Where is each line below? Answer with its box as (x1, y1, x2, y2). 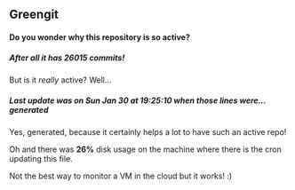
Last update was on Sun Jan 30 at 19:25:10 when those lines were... (9, 95, 267, 106)
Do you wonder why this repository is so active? (9, 31, 191, 43)
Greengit (9, 7, 60, 22)
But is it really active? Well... (9, 75, 112, 85)
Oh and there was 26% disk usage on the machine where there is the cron (9, 144, 282, 154)
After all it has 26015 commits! (9, 52, 125, 63)
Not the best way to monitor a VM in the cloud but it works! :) (9, 170, 233, 181)
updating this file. (9, 153, 73, 163)
